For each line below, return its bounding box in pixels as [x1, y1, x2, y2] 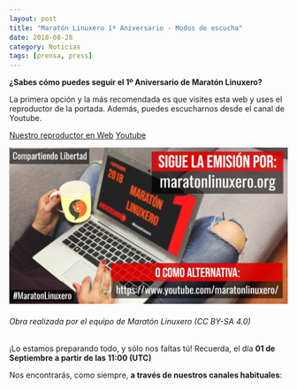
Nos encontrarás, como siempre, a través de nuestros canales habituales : [9, 370, 283, 380]
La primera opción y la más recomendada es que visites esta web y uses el [9, 94, 283, 105]
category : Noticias [9, 42, 81, 51]
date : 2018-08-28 [9, 33, 73, 42]
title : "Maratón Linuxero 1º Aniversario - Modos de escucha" [9, 23, 243, 33]
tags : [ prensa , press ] [9, 51, 93, 61]
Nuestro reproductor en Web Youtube [9, 130, 147, 141]
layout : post [9, 14, 57, 23]
